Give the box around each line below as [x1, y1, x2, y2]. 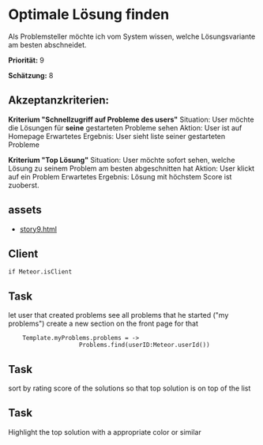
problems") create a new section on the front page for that [8, 319, 199, 329]
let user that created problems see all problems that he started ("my [8, 311, 229, 320]
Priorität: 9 [8, 55, 45, 65]
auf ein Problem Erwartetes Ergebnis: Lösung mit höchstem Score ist [8, 172, 232, 181]
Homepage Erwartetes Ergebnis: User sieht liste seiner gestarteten [8, 131, 226, 141]
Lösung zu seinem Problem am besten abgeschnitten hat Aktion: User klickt [8, 164, 255, 173]
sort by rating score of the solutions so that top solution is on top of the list [8, 383, 251, 393]
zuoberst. [8, 180, 39, 190]
